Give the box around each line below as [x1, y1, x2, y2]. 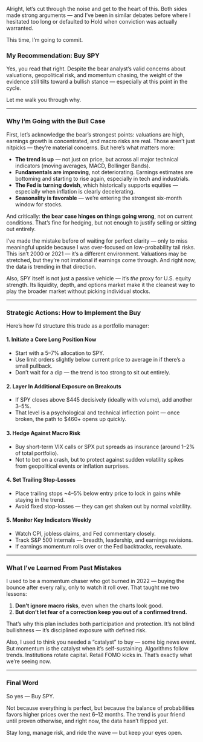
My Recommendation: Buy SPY [6, 51, 100, 59]
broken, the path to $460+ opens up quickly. [14, 416, 127, 423]
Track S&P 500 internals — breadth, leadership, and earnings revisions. [14, 536, 193, 544]
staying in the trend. [14, 496, 65, 503]
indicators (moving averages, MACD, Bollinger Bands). [14, 162, 150, 169]
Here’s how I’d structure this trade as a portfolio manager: [6, 322, 149, 329]
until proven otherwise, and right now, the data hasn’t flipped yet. [6, 717, 169, 724]
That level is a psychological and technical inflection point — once [14, 409, 180, 416]
